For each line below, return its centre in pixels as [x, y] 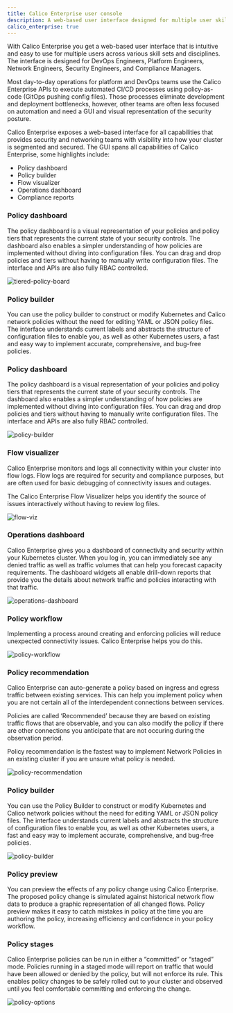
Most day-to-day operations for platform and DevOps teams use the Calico [114, 82]
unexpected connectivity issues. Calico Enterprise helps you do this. [105, 641]
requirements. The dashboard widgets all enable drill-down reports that [109, 572]
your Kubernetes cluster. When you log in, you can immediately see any [110, 558]
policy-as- [199, 89]
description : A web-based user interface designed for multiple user [110, 20]
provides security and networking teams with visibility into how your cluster [115, 140]
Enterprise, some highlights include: [58, 154]
